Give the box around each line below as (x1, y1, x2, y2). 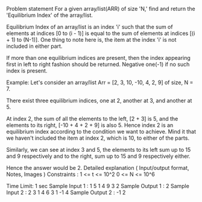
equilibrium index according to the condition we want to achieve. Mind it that (6, 128, 197, 135)
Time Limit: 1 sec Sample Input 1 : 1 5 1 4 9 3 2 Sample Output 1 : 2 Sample (6, 183, 190, 189)
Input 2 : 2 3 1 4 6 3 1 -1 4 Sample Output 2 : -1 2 (6, 189, 126, 196)
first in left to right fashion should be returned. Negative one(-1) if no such (6, 60, 190, 68)
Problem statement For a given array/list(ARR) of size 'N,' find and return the (6, 5, 195, 12)
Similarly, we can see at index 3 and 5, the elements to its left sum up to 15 (6, 146, 191, 153)
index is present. (6, 67, 48, 74)
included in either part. (6, 42, 63, 50)
